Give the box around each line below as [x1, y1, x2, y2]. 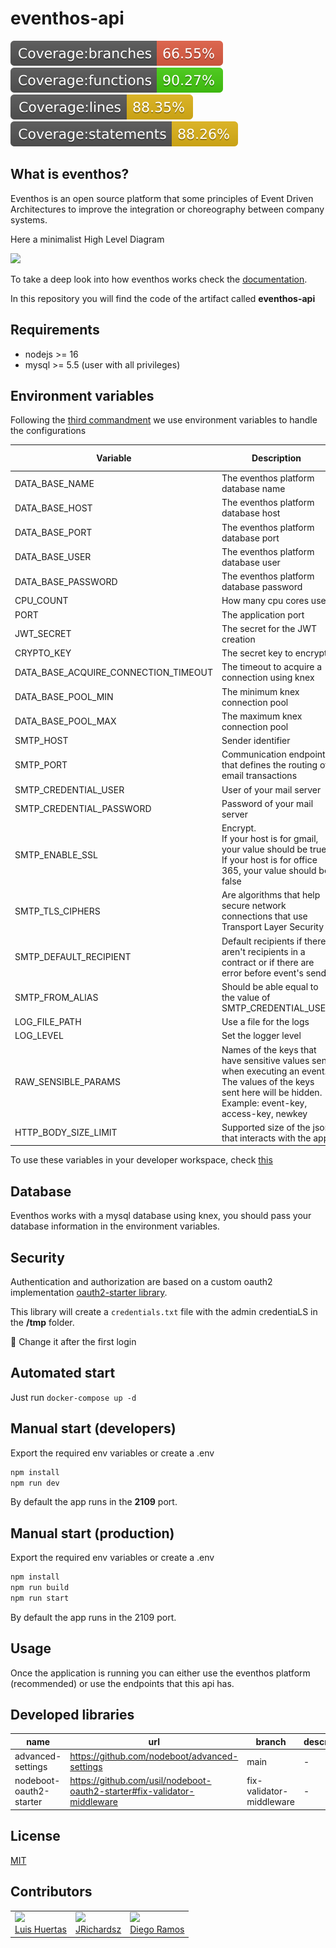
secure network [221, 900, 287, 912]
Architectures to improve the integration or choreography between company [10, 203, 325, 215]
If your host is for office [221, 854, 318, 866]
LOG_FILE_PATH [14, 1016, 82, 1028]
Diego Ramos [129, 1923, 185, 1936]
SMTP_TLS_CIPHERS [14, 905, 101, 917]
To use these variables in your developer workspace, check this [10, 1154, 273, 1166]
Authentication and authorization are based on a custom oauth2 [10, 1276, 273, 1287]
